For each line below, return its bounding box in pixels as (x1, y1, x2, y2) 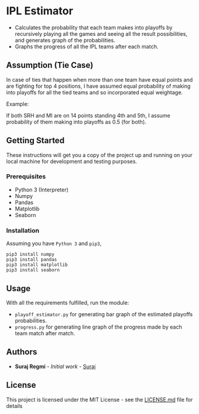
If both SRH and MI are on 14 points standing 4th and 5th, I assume (6, 112, 171, 119)
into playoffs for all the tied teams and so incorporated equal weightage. (6, 88, 183, 96)
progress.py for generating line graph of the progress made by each (14, 323, 182, 330)
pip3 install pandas (6, 257, 58, 263)
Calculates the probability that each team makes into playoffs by (14, 24, 173, 31)
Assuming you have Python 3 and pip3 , (6, 240, 102, 247)
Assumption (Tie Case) (6, 60, 94, 70)
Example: (6, 100, 29, 107)
